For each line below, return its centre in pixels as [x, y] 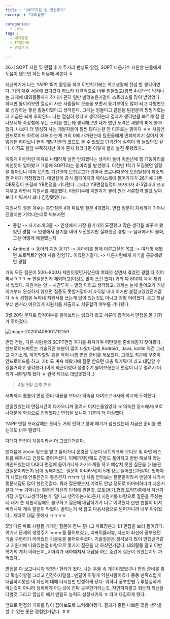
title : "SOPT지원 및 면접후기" [36, 10]
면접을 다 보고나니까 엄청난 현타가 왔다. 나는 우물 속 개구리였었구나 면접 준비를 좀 [85, 569]
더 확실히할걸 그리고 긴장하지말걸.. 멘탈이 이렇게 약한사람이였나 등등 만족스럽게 [83, 575]
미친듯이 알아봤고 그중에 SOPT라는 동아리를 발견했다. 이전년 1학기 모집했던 [79, 165]
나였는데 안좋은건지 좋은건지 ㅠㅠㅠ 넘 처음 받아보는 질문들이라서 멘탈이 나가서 [88, 477]
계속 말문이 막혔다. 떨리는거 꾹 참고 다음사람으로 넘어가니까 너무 [86, 509]
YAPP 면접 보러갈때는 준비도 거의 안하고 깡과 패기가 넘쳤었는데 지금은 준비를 [81, 423]
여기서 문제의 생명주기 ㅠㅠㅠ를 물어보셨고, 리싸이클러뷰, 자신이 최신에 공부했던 [83, 532]
